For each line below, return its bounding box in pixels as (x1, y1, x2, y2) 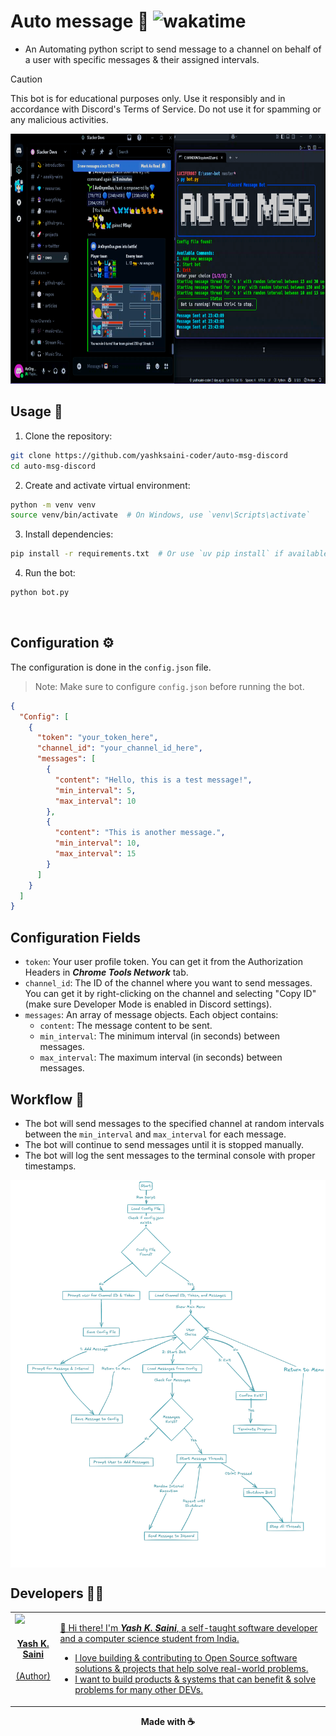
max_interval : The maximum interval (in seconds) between (39, 1051, 283, 1064)
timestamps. (24, 1160, 77, 1172)
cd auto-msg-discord (10, 461, 97, 471)
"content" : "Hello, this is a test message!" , (54, 775, 253, 785)
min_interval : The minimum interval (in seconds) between (39, 1030, 280, 1042)
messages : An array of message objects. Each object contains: (24, 1009, 279, 1021)
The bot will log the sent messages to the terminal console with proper (24, 1149, 316, 1161)
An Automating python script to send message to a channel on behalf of (24, 43, 322, 55)
